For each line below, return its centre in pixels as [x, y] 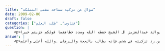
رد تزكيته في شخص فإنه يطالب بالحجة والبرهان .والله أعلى [94, 41]
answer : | [15, 37]
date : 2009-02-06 [23, 14]
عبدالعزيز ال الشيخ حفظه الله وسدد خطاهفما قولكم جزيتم [90, 32]
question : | [17, 28]
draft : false [18, 18]
